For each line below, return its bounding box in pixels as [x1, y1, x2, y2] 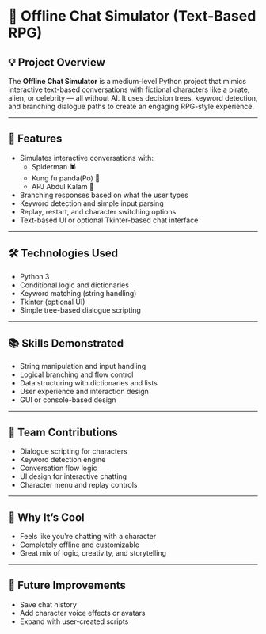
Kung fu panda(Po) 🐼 [31, 173, 101, 183]
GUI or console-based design [19, 395, 116, 404]
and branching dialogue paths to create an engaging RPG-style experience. [8, 102, 255, 111]
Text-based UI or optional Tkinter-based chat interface [19, 215, 199, 225]
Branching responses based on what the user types [19, 190, 188, 199]
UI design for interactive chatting [19, 472, 127, 481]
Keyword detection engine [19, 455, 106, 465]
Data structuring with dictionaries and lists [19, 378, 158, 388]
